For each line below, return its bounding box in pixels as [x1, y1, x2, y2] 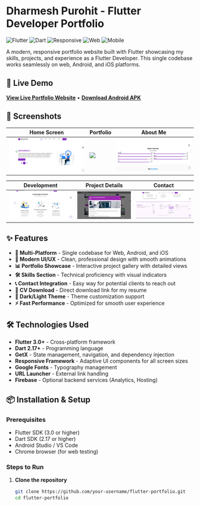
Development [23, 182, 58, 189]
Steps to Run [6, 463, 44, 471]
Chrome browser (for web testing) [14, 448, 99, 455]
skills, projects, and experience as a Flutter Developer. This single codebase [6, 54, 193, 61]
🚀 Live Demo [6, 78, 54, 88]
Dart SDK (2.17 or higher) [14, 436, 76, 443]
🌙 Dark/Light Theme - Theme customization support [14, 292, 145, 300]
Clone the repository [14, 476, 67, 484]
